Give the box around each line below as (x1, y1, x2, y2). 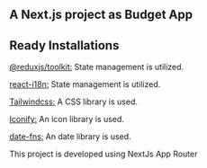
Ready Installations (9, 38, 120, 53)
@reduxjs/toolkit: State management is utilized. (9, 62, 184, 73)
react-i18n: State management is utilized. (9, 79, 161, 90)
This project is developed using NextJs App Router (9, 148, 198, 160)
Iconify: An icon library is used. (9, 114, 124, 125)
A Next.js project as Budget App (9, 7, 193, 22)
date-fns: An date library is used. (9, 131, 132, 142)
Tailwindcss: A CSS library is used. (9, 96, 138, 107)
